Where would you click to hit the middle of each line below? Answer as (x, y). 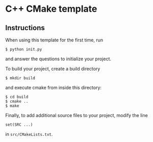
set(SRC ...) (19, 125)
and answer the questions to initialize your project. (58, 59)
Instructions (25, 28)
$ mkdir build (20, 78)
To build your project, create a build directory (53, 69)
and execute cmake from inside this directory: (54, 88)
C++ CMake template (51, 9)
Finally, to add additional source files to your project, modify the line (76, 115)
